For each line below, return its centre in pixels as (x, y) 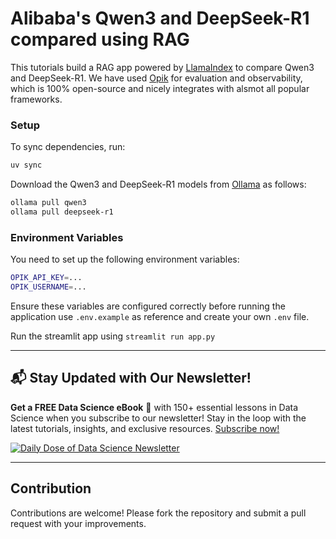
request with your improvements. (78, 523)
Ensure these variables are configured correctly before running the (148, 306)
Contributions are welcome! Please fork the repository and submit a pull (158, 513)
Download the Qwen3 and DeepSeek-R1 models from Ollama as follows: (158, 184)
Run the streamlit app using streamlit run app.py (113, 336)
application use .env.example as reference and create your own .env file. (160, 316)
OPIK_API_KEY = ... (46, 278)
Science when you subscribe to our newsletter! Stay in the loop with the (158, 418)
